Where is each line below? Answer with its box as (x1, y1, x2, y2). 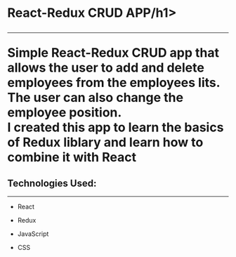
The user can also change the (7, 90, 184, 106)
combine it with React (7, 150, 137, 166)
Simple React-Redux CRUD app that (7, 45, 220, 61)
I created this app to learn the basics (7, 119, 224, 136)
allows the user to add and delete (7, 60, 205, 76)
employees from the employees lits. (7, 75, 220, 91)
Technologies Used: (7, 177, 97, 189)
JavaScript (17, 230, 49, 238)
